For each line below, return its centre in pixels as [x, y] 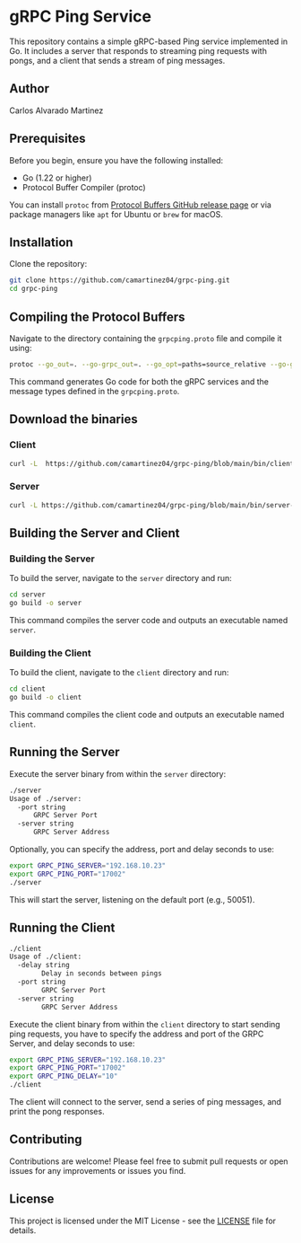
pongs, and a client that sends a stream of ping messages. [117, 60]
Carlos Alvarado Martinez [56, 110]
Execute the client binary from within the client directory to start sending [145, 1024]
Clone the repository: [48, 264]
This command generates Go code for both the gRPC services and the [139, 381]
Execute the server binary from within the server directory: [118, 773]
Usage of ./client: [46, 957]
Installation [41, 242]
